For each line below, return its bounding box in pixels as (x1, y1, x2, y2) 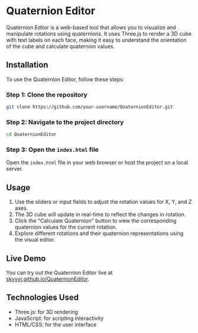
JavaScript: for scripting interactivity (14, 315, 104, 322)
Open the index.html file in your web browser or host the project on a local (6, 159, 188, 166)
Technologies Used (6, 293, 79, 303)
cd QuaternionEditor (6, 132, 57, 138)
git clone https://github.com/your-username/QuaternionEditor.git (6, 104, 173, 110)
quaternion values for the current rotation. (14, 224, 117, 231)
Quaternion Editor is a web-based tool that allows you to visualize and (6, 24, 176, 31)
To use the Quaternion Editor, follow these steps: (6, 75, 125, 83)
